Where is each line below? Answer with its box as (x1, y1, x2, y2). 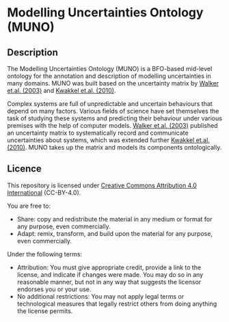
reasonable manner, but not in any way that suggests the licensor (16, 278, 202, 286)
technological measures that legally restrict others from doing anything (16, 299, 217, 308)
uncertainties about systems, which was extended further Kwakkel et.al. (7, 136, 210, 144)
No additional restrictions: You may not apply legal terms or (16, 292, 185, 300)
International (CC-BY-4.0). (7, 188, 81, 196)
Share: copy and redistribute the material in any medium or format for (16, 215, 213, 223)
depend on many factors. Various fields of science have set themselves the (7, 107, 219, 115)
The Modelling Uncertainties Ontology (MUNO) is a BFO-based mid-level (7, 65, 213, 72)
